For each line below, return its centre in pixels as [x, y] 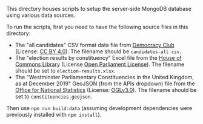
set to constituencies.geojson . [54, 96]
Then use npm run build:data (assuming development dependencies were [99, 108]
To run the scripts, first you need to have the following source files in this [97, 27]
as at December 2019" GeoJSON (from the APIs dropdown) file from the [105, 83]
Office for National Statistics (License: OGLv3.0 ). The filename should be [106, 90]
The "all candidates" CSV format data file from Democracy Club [95, 45]
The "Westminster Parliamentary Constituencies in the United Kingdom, [104, 77]
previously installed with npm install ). [54, 115]
